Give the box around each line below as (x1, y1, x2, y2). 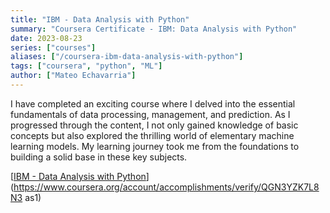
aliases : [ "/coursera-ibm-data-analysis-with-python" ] (10, 52, 244, 62)
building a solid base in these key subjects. (10, 151, 188, 163)
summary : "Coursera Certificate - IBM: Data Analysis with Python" (10, 24, 298, 34)
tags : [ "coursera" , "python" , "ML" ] (10, 61, 163, 71)
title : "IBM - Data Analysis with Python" (10, 14, 190, 25)
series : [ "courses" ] (10, 42, 97, 53)
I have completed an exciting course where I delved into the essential (10, 97, 296, 110)
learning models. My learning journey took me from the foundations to (10, 140, 300, 152)
